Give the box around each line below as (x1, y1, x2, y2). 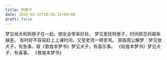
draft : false (5, 16, 33, 21)
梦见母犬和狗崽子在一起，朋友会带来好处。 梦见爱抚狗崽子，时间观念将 (5, 31, 152, 37)
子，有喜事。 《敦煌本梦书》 (5, 49, 64, 55)
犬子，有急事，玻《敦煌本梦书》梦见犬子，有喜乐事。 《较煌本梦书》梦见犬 (5, 43, 161, 49)
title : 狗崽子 (5, 7, 33, 12)
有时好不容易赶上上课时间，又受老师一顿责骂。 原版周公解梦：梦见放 (19, 37, 162, 43)
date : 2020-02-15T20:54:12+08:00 (5, 12, 75, 17)
